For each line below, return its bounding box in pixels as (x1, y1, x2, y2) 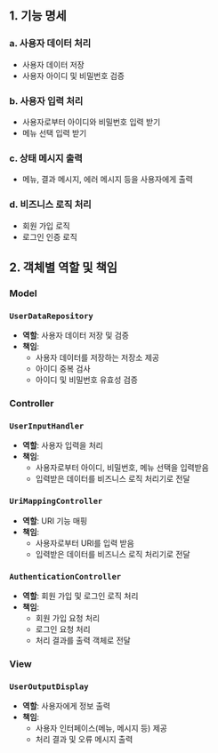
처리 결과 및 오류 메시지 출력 (35, 734, 133, 745)
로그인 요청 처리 (35, 624, 91, 634)
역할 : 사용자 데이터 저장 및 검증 (21, 330, 129, 340)
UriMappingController (9, 496, 103, 507)
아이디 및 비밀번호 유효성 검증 (35, 374, 138, 385)
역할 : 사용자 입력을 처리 (21, 440, 104, 451)
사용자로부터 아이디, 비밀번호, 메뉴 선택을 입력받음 (35, 462, 209, 473)
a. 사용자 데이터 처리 (9, 37, 92, 50)
